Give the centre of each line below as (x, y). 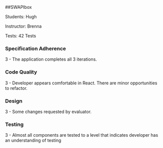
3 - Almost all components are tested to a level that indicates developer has (82, 135)
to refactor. (16, 88)
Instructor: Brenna (23, 26)
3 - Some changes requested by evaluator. (49, 111)
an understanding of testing (33, 141)
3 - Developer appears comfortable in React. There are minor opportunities (81, 83)
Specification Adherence (36, 48)
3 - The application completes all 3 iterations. (51, 59)
